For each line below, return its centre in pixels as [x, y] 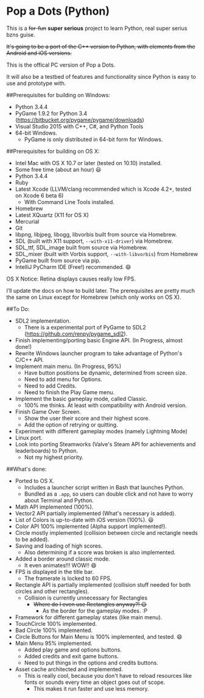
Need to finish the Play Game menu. [69, 392]
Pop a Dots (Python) [58, 11]
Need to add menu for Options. [63, 379]
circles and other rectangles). [52, 591]
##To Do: [18, 309]
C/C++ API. [30, 359]
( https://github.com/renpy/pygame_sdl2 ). [76, 334]
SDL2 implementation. [43, 321]
